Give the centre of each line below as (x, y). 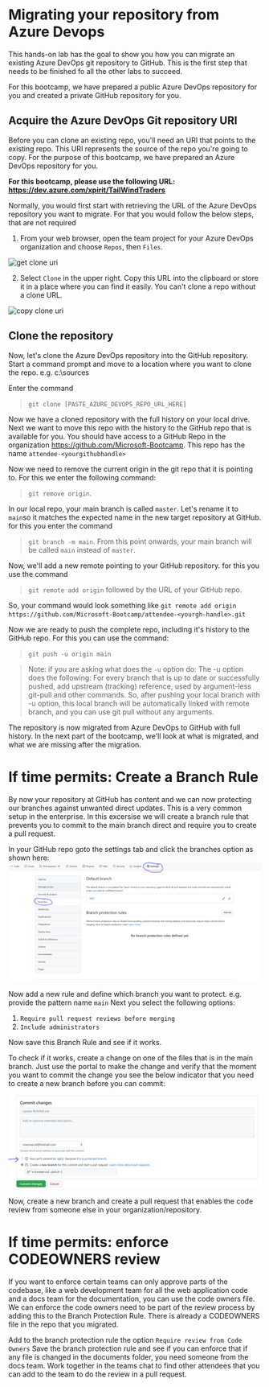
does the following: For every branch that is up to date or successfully (144, 677)
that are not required (42, 222)
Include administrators (60, 1027)
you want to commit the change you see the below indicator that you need (131, 1075)
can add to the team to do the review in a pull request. (98, 1374)
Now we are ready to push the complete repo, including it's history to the (129, 629)
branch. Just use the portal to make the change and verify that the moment (132, 1066)
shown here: (29, 858)
